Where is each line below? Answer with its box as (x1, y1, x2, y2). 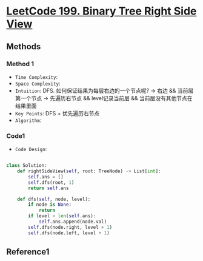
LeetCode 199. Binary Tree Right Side (6, 4, 197, 18)
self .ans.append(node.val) (38, 219, 107, 225)
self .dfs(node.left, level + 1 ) (28, 229, 110, 236)
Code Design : (15, 146, 47, 153)
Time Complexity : (15, 73, 58, 80)
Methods (6, 41, 41, 52)
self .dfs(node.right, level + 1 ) (28, 224, 113, 230)
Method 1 (6, 59, 35, 68)
